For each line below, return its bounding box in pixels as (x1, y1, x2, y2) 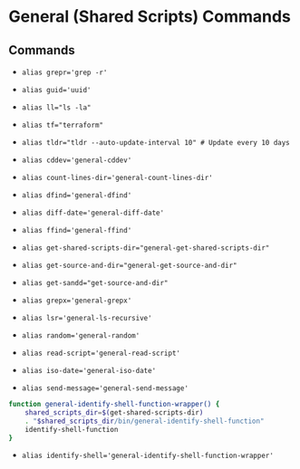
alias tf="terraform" (21, 120, 103, 129)
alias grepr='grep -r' (21, 68, 108, 77)
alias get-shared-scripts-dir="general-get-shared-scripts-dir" (21, 244, 270, 253)
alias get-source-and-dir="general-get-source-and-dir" (21, 261, 237, 270)
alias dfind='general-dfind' (21, 191, 132, 200)
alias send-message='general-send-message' (21, 384, 189, 393)
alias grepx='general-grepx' (21, 296, 132, 305)
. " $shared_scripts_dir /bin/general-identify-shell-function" (24, 416, 265, 426)
